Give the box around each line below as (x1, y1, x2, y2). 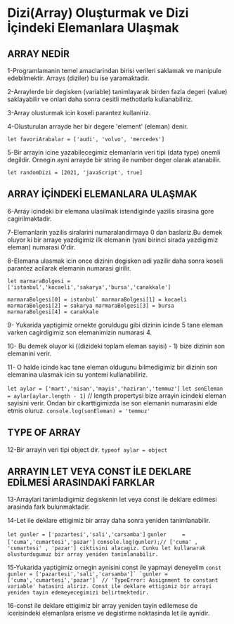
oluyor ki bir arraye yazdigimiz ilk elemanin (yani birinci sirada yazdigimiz (7, 235, 219, 244)
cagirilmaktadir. (7, 214, 52, 223)
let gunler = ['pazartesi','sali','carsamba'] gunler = (7, 531, 186, 538)
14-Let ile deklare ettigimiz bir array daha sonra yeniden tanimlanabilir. (7, 516, 211, 525)
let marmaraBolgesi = (7, 278, 71, 285)
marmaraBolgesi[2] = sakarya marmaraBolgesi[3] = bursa (7, 302, 174, 309)
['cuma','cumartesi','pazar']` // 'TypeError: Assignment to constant (7, 577, 219, 584)
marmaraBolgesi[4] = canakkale (7, 308, 99, 316)
